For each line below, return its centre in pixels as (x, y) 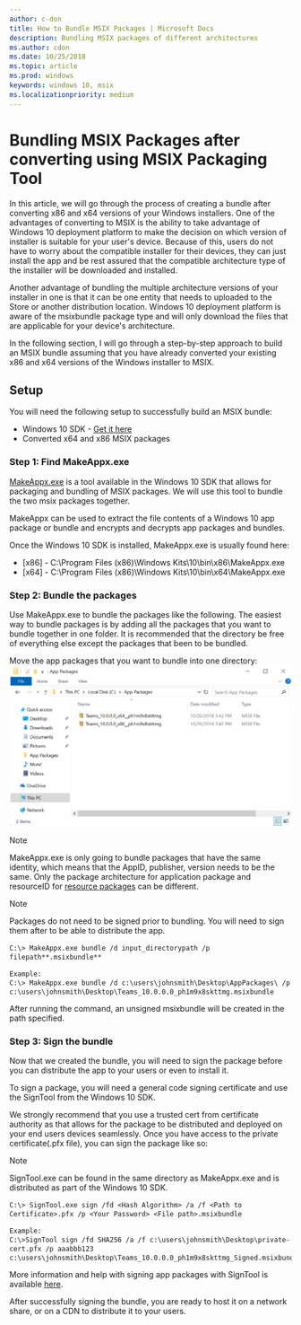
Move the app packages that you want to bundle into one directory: (133, 661)
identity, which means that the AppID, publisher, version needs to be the (142, 867)
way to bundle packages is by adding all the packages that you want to (140, 624)
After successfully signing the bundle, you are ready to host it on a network (148, 1302)
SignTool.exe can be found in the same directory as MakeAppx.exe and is (144, 1178)
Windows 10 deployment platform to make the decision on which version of (148, 232)
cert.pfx (26, 1249)
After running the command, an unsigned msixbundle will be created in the (147, 1008)
